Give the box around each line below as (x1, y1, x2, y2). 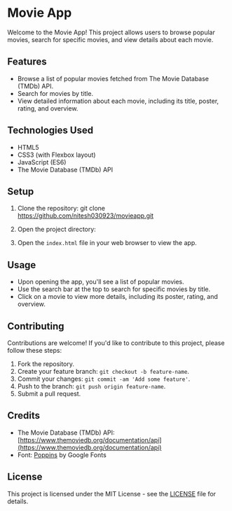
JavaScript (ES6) (17, 157, 67, 166)
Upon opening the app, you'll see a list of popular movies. (17, 278, 184, 286)
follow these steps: (7, 346, 62, 354)
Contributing (7, 320, 64, 332)
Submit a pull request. (17, 390, 81, 398)
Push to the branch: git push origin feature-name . (17, 382, 166, 390)
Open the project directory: (17, 225, 96, 234)
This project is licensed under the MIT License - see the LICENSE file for (7, 489, 216, 498)
